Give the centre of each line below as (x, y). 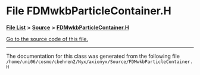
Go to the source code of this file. (47, 39)
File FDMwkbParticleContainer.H (89, 11)
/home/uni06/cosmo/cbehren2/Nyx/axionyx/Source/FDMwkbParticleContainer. (100, 62)
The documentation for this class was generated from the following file (93, 56)
